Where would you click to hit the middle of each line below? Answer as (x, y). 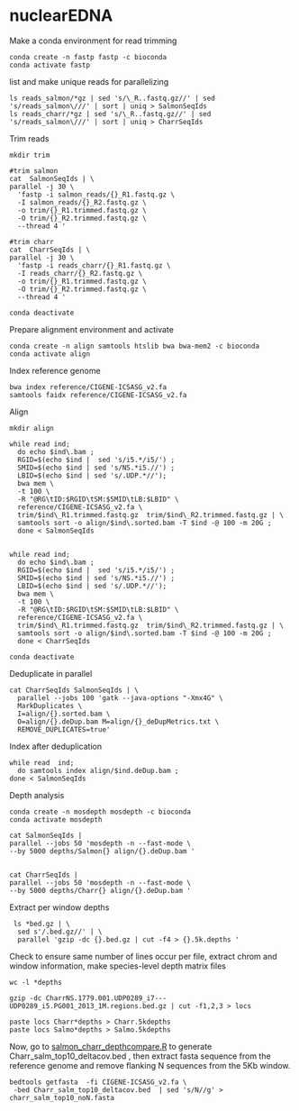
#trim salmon (34, 171)
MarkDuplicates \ (50, 706)
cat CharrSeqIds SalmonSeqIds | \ (74, 690)
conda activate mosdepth (56, 820)
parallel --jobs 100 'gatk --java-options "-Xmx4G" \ (120, 698)
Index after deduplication (55, 746)
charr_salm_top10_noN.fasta (62, 1097)
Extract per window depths (59, 907)
